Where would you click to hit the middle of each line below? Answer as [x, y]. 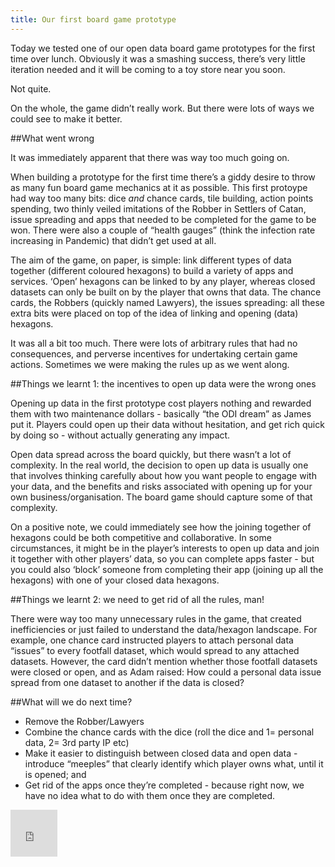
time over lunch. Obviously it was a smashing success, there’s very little [158, 58]
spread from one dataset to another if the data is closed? [127, 682]
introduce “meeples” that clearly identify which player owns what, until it [174, 763]
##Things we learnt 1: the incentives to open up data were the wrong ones [163, 383]
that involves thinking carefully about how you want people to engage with [163, 475]
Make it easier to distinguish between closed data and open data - [161, 753]
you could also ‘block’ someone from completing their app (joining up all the [167, 569]
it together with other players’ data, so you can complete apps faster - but [162, 558]
